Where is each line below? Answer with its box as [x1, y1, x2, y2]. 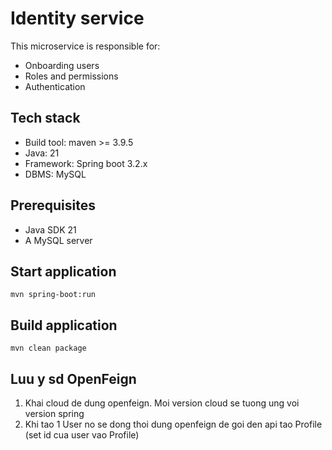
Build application [10, 317, 118, 334]
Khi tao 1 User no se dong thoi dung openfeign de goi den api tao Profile [24, 418, 323, 430]
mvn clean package [10, 343, 87, 354]
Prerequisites [10, 197, 96, 214]
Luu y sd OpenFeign [10, 370, 137, 387]
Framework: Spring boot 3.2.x [24, 157, 148, 169]
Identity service [10, 7, 145, 30]
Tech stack [10, 110, 81, 127]
